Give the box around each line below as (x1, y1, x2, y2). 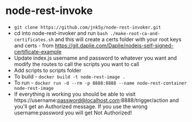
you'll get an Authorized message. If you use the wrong (13, 103, 148, 110)
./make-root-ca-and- (110, 30, 160, 36)
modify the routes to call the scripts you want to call (13, 60, 139, 68)
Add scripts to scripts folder (13, 67, 81, 74)
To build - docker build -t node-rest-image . (13, 73, 125, 80)
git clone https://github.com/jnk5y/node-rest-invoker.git (13, 25, 162, 30)
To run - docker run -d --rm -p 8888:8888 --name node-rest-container (13, 79, 187, 86)
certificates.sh (13, 37, 54, 43)
